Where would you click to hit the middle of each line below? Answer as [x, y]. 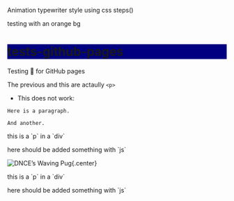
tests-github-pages [65, 52]
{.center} [84, 163]
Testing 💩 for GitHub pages [46, 71]
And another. [26, 123]
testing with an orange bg [44, 23]
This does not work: [46, 98]
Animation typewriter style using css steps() [70, 10]
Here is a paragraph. [39, 111]
